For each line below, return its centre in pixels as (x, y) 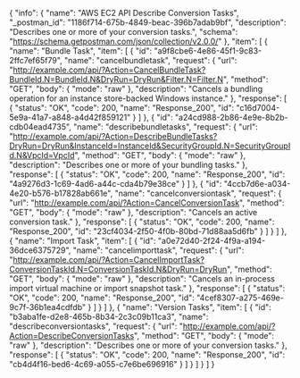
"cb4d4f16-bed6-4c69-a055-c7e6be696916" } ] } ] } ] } (112, 364)
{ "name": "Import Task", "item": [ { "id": (83, 241)
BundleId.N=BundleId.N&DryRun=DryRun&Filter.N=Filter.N (117, 79)
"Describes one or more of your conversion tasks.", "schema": (124, 32)
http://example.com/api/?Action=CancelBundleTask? (109, 70)
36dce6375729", (40, 250)
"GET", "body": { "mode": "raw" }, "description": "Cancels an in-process (142, 279)
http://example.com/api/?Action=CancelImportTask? (109, 260)
